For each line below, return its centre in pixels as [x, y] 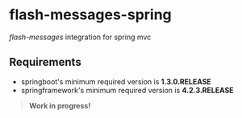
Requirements [45, 62]
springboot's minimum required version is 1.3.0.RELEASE [116, 81]
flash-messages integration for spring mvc [80, 37]
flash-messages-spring [90, 15]
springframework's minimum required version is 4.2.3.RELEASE [127, 90]
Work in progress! [60, 105]
